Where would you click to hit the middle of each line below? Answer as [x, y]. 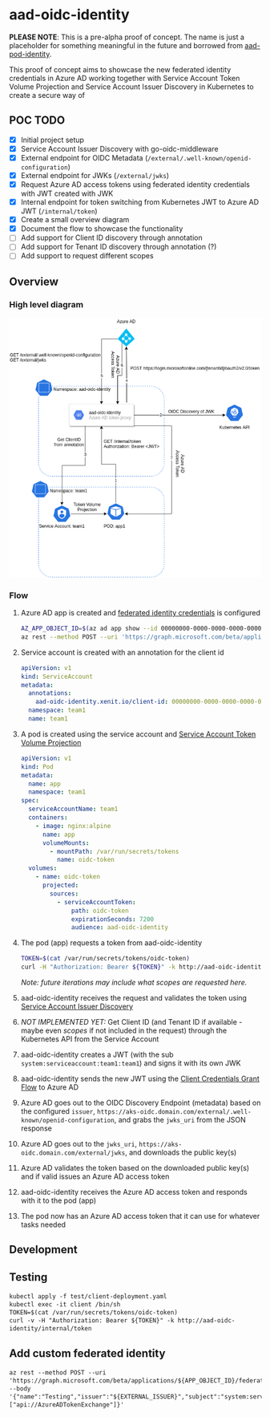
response [36, 1128]
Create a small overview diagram [75, 220]
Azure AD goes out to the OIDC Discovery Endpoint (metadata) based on [141, 1103]
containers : [48, 818]
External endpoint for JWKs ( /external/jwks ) [95, 175]
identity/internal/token [50, 1329]
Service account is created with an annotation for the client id [122, 652]
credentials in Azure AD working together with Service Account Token [125, 78]
